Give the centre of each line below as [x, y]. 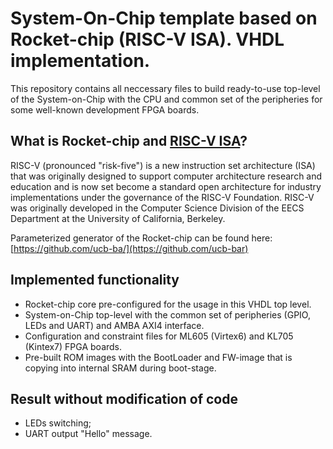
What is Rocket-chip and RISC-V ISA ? [129, 141]
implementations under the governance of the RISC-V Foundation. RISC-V [162, 197]
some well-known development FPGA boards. [105, 109]
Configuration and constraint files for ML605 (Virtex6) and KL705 [159, 336]
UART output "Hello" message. [88, 434]
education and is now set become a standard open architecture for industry [166, 186]
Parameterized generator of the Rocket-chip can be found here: [141, 238]
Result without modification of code [124, 398]
